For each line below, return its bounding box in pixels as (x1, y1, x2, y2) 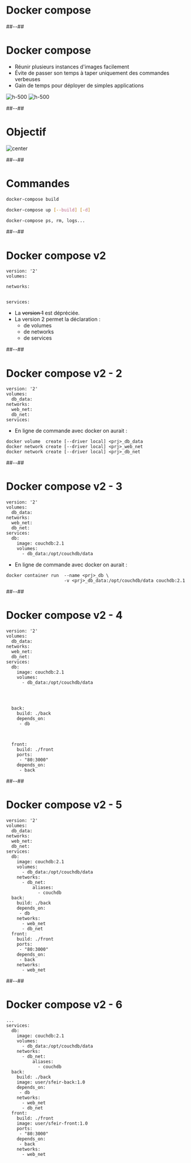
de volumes (23, 322, 52, 329)
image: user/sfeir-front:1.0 (16, 1121, 88, 1126)
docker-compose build (6, 196, 59, 202)
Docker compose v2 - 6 (6, 998, 123, 1012)
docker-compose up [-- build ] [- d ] (6, 207, 91, 213)
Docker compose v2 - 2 (6, 366, 122, 380)
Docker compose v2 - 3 (6, 480, 123, 493)
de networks (23, 328, 54, 336)
